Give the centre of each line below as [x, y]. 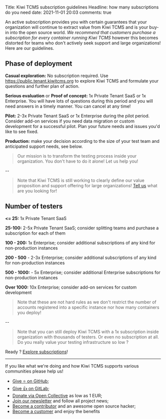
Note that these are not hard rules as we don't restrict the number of [87, 302]
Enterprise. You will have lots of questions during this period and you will [79, 101]
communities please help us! [34, 371]
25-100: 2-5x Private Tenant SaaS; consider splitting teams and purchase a [82, 228]
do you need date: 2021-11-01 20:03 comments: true [58, 12]
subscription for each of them [35, 233]
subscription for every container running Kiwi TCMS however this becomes [82, 38]
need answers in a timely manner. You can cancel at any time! [68, 106]
